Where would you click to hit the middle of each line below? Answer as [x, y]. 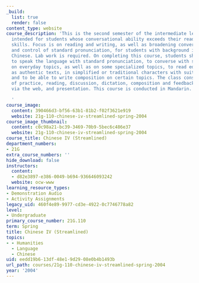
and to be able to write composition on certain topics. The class [97, 78]
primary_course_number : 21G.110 [46, 221]
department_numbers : [32, 144]
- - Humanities [25, 243]
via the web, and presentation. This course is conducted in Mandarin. [102, 89]
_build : [16, 12]
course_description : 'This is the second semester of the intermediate [96, 34]
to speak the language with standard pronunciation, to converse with [100, 61]
